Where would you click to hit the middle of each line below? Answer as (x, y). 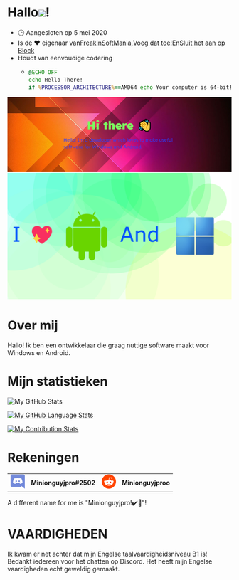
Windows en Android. (39, 352)
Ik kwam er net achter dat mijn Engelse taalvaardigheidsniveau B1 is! (107, 554)
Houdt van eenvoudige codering (65, 58)
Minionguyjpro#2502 (63, 483)
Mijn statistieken (58, 381)
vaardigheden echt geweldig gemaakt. (64, 569)
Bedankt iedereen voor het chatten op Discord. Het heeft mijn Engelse (110, 561)
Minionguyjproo (146, 483)
